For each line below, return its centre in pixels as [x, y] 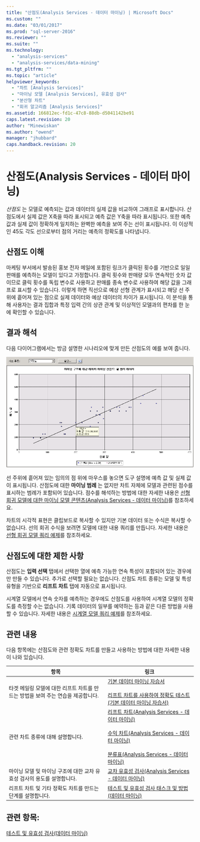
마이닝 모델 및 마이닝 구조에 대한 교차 [51, 771]
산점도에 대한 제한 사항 [45, 556]
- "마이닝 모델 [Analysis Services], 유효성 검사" [69, 94]
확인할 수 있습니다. [34, 312]
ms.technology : [25, 51]
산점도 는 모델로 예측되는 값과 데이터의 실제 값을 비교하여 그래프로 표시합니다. [96, 209]
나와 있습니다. [28, 657]
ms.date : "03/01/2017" [34, 25]
